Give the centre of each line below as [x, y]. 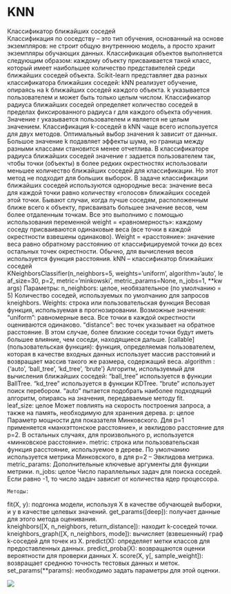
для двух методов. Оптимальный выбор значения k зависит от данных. [112, 134]
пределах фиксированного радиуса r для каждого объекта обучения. [110, 112]
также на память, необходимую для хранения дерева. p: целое [101, 412]
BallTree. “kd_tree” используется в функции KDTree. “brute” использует [111, 383]
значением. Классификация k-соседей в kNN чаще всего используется [113, 126]
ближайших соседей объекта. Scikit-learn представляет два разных [108, 75]
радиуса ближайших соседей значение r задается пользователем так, [111, 155]
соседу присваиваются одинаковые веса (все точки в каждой [99, 229]
